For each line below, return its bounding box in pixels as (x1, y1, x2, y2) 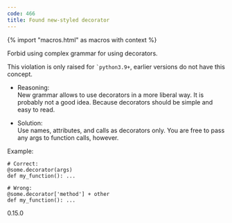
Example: (7, 147, 34, 155)
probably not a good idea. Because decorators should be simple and (17, 98, 213, 106)
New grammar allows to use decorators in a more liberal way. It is (17, 91, 204, 99)
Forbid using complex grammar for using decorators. (7, 49, 158, 57)
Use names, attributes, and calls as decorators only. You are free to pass (17, 126, 225, 134)
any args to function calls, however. (17, 133, 119, 142)
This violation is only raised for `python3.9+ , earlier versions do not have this (7, 62, 225, 71)
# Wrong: (7, 184, 33, 191)
